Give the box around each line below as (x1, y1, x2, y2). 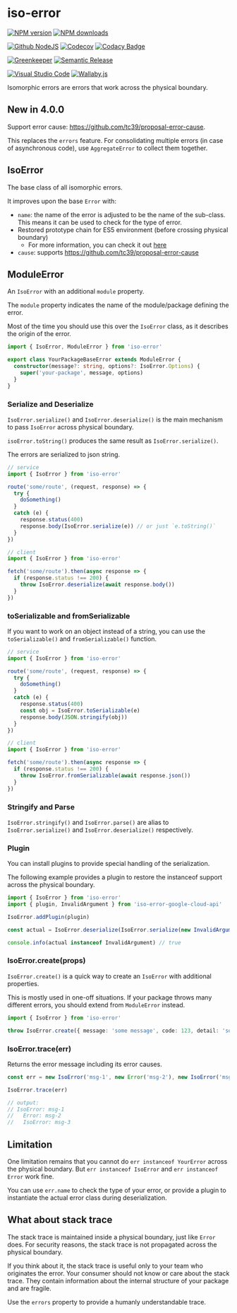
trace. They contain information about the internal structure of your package (7, 1276, 229, 1285)
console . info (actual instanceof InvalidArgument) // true (7, 939, 181, 946)
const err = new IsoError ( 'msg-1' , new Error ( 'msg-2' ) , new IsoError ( (7, 1073, 219, 1080)
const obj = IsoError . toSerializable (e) (20, 707, 140, 714)
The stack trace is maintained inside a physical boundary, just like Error (7, 1232, 216, 1241)
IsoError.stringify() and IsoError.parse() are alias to (7, 818, 169, 826)
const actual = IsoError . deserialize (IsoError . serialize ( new (7, 926, 191, 933)
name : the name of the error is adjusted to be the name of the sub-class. (17, 210, 226, 219)
